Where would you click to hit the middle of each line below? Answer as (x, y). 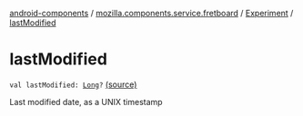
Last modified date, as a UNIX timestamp (86, 101)
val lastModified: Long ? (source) (73, 84)
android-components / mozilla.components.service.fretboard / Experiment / (151, 13)
